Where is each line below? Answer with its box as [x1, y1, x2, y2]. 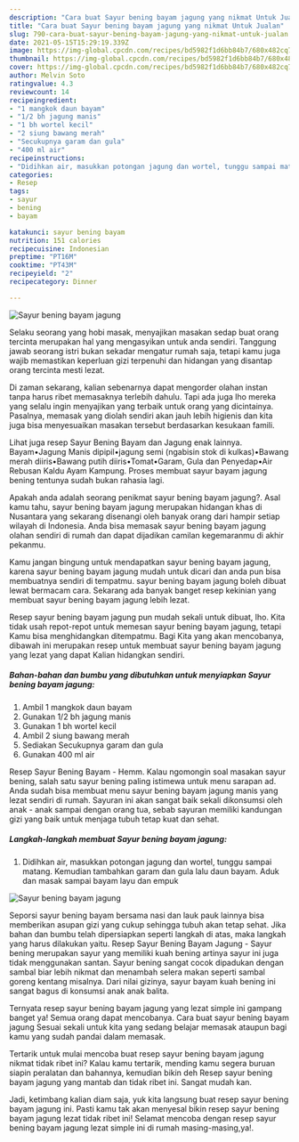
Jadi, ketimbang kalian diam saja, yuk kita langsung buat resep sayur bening [9, 1094, 289, 1105]
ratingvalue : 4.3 [9, 79, 74, 88]
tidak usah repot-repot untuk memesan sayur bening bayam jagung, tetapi [9, 620, 282, 632]
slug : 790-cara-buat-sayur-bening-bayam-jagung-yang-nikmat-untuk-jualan [9, 29, 289, 38]
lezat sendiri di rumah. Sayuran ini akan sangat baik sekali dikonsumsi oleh [9, 794, 283, 806]
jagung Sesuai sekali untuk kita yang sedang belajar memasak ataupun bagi [9, 1021, 287, 1033]
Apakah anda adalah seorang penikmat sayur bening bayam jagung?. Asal [9, 491, 281, 503]
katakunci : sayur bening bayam [9, 228, 125, 237]
